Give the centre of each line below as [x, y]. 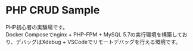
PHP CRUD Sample [53, 10]
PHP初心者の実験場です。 [37, 27]
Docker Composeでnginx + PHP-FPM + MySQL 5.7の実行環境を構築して [94, 34]
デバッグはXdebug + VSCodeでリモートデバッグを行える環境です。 [98, 42]
